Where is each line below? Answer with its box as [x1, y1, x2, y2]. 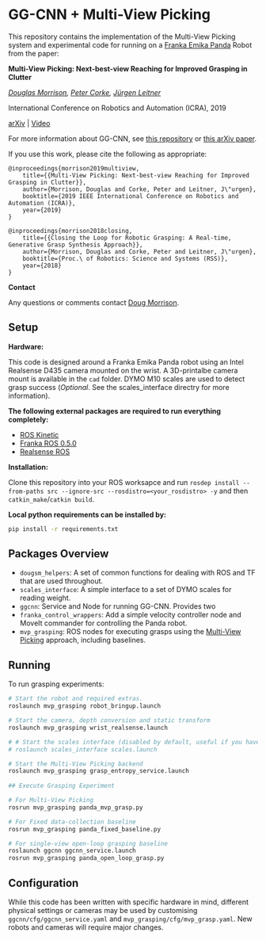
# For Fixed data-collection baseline [8, 818, 136, 826]
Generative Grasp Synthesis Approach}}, [8, 240, 144, 249]
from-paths [8, 487, 44, 495]
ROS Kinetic [19, 430, 59, 439]
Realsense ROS [19, 446, 70, 457]
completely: [8, 415, 49, 424]
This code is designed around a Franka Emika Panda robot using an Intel [8, 357, 244, 366]
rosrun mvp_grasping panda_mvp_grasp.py [8, 803, 144, 812]
